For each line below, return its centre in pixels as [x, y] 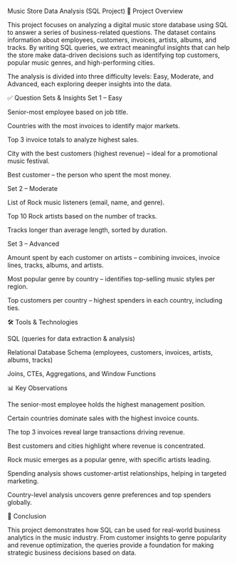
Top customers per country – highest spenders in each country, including [115, 300]
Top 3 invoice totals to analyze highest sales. [73, 140]
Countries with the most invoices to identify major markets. [94, 126]
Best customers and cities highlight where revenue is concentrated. [106, 446]
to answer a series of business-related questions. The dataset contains [111, 32]
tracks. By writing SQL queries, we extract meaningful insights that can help [118, 47]
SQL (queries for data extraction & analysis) [71, 339]
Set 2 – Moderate [33, 188]
